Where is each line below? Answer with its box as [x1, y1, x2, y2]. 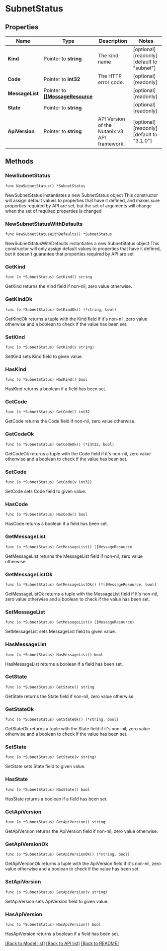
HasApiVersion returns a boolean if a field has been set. [5, 931, 119, 937]
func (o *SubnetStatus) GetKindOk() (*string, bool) [5, 307, 117, 312]
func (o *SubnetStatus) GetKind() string [5, 274, 92, 280]
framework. [97, 140, 125, 147]
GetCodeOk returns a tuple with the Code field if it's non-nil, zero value [5, 450, 151, 456]
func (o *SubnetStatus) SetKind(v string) [5, 345, 94, 349]
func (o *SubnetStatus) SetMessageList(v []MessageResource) [5, 620, 135, 625]
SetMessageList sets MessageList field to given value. [5, 628, 116, 634]
